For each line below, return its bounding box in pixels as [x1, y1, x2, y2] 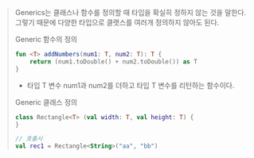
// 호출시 [14, 135, 43, 143]
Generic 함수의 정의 [14, 35, 77, 44]
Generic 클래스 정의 [14, 97, 77, 106]
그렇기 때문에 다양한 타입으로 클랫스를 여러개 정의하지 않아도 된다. [14, 17, 220, 27]
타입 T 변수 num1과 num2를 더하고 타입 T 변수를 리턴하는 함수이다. [26, 80, 235, 90]
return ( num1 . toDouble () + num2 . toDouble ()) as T [29, 57, 198, 66]
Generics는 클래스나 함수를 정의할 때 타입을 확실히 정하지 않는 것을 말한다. [14, 8, 247, 17]
